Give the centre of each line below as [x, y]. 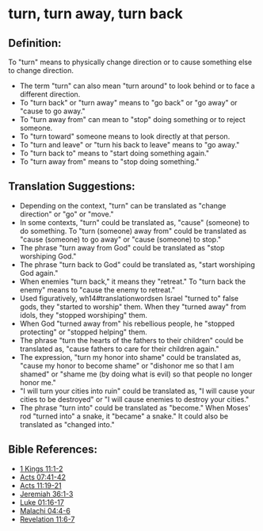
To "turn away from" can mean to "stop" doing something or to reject [132, 119]
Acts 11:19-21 [40, 485]
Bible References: [53, 450]
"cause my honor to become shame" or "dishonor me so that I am [127, 365]
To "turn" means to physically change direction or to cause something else [130, 62]
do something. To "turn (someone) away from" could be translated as [133, 231]
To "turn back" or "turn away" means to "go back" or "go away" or [128, 103]
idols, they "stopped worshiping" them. [84, 315]
